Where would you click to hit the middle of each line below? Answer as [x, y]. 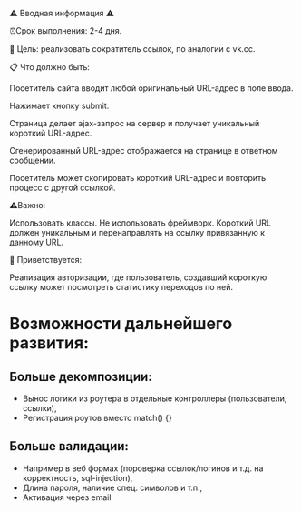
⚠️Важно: [28, 205]
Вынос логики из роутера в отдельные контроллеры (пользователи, [155, 398]
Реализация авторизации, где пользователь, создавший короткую [138, 277]
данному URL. [37, 242]
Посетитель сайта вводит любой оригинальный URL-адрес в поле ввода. [151, 88]
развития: [49, 343]
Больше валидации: [69, 446]
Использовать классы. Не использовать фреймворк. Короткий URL [141, 223]
